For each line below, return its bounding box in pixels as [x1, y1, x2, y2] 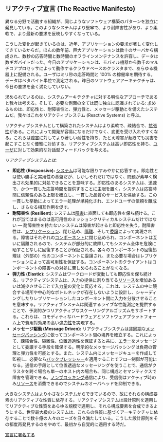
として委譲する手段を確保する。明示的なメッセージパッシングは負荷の [12, 344, 153, 350]
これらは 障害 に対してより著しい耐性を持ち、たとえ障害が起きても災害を [13, 134, 158, 140]
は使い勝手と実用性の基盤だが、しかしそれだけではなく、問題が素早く [12, 173, 153, 179]
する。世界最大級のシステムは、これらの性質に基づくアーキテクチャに [14, 409, 154, 415]
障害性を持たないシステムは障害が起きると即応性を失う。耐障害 [27, 222, 155, 228]
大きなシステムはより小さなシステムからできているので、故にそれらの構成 [5, 391, 154, 397]
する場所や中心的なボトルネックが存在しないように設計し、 [16, 289, 136, 295]
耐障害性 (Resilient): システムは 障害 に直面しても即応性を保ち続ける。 [12, 210, 152, 216]
